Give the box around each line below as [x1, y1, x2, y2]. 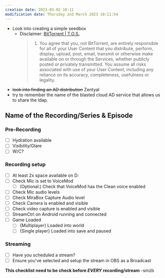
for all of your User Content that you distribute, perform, [39, 45, 154, 51]
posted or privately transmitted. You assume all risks [39, 61, 147, 67]
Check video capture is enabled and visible [12, 206, 100, 212]
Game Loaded [12, 217, 41, 223]
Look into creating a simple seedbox [12, 25, 86, 31]
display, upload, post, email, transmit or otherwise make [39, 50, 153, 57]
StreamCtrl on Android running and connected [12, 211, 107, 217]
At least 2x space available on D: [12, 172, 79, 178]
